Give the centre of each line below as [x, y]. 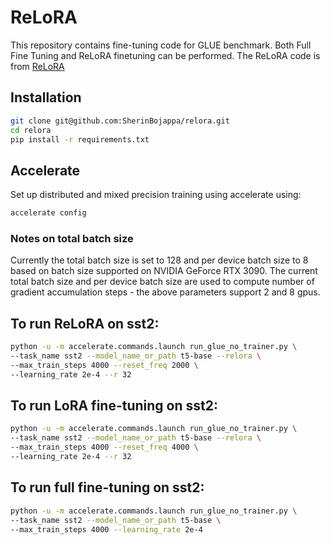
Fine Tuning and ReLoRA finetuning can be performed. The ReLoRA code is [165, 55]
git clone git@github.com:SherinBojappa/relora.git [120, 121]
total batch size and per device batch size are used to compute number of [162, 282]
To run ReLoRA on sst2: [85, 323]
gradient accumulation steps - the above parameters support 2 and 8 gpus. [165, 292]
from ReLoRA [37, 66]
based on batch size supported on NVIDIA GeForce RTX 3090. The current [164, 271]
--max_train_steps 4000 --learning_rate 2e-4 [106, 529]
